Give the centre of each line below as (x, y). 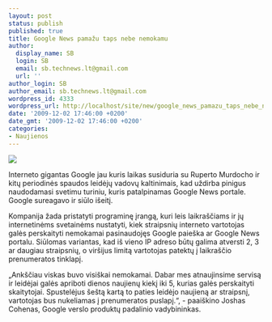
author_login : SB (38, 83)
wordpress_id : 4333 (41, 99)
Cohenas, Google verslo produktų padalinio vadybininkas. (105, 309)
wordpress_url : (34, 106)
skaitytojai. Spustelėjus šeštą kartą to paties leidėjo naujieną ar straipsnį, (129, 291)
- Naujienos (28, 136)
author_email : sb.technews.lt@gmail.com (78, 91)
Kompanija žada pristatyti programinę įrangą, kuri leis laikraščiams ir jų (126, 216)
